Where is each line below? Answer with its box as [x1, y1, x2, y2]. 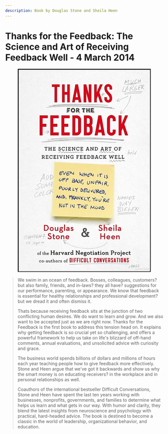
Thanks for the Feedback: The [5, 30, 133, 42]
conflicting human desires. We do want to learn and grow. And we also [17, 313, 163, 319]
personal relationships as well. [17, 376, 80, 382]
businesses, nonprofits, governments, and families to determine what [17, 397, 161, 403]
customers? [132, 277, 157, 283]
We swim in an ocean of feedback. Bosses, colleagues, [17, 277, 132, 283]
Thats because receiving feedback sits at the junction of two [17, 308, 143, 314]
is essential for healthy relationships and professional [17, 293, 128, 299]
